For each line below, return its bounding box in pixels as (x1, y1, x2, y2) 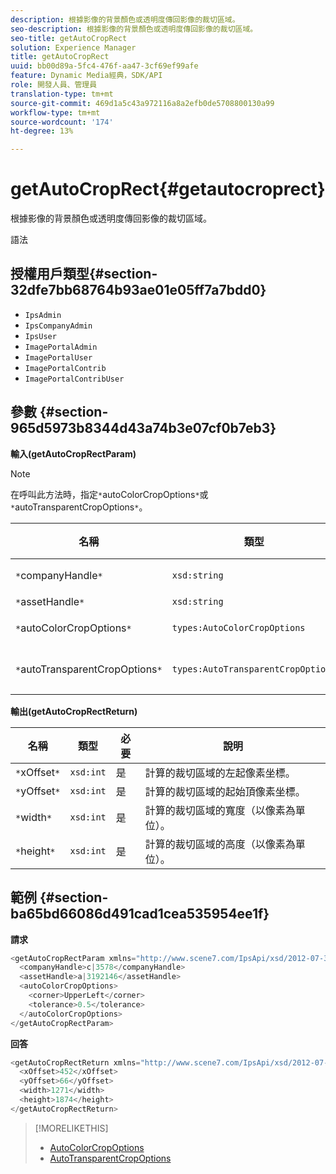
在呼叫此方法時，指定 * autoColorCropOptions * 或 (10, 488, 209, 500)
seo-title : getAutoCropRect (10, 33, 128, 43)
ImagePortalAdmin (24, 342, 98, 352)
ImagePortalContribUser (24, 374, 125, 384)
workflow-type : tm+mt (10, 107, 101, 118)
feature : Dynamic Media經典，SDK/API (10, 71, 163, 81)
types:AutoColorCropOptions (171, 622, 306, 633)
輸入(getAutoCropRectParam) (10, 447, 137, 460)
